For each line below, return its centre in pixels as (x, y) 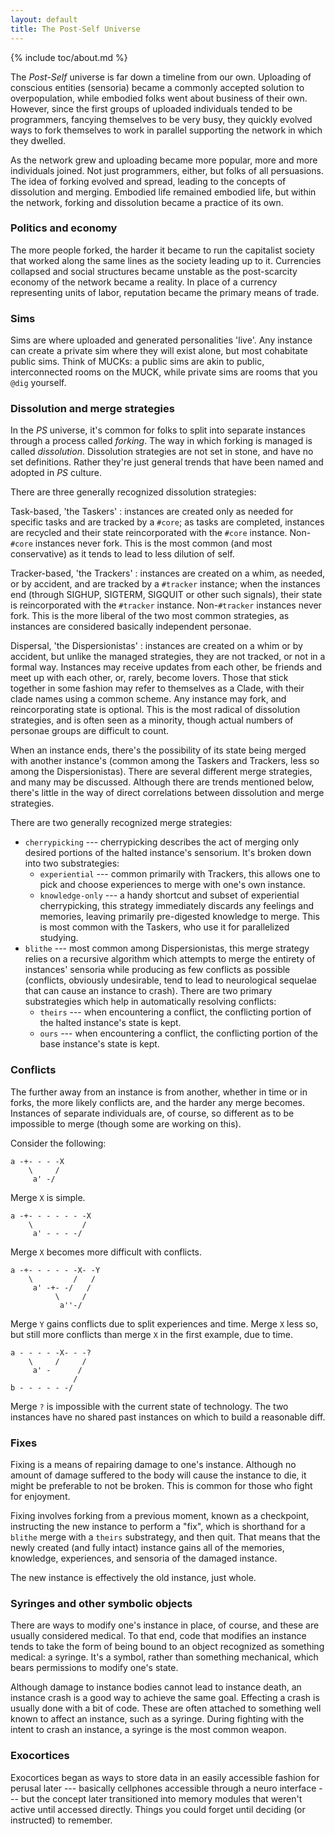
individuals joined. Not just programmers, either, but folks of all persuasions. (167, 170)
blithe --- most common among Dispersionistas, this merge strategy (167, 948)
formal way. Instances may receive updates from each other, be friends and (166, 667)
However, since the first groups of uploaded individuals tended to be (151, 108)
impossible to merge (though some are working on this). (126, 1123)
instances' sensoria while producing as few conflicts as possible (157, 970)
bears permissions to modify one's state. (94, 1668)
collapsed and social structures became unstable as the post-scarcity (154, 271)
